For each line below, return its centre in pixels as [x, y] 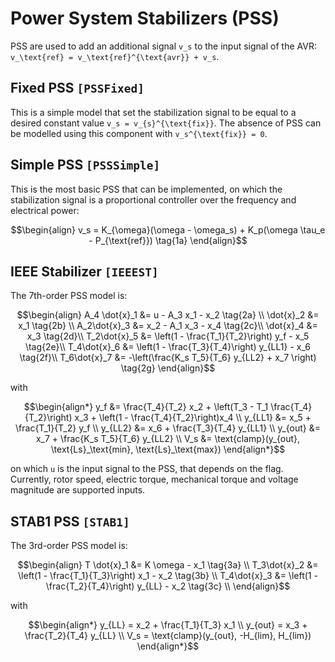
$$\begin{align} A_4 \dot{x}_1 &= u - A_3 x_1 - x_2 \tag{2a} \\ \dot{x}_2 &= [168, 315]
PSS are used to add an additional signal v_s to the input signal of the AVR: [163, 46]
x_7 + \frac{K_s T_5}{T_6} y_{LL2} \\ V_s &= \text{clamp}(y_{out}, [168, 439]
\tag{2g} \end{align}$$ [168, 368]
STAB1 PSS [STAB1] [70, 521]
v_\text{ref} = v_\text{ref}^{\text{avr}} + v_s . [115, 56]
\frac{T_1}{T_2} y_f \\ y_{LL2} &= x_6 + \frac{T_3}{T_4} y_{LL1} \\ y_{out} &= [168, 428]
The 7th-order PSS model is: [69, 296]
